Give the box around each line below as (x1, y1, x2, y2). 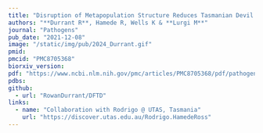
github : (8, 84, 34, 92)
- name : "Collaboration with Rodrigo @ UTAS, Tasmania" (15, 106, 201, 114)
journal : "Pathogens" (8, 26, 79, 34)
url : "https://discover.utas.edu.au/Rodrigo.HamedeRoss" (22, 113, 212, 121)
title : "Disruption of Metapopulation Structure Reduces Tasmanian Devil (8, 11, 254, 20)
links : (8, 99, 30, 106)
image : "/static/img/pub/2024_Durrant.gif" (8, 41, 153, 49)
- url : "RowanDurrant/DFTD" (15, 92, 107, 99)
